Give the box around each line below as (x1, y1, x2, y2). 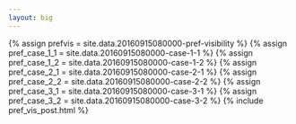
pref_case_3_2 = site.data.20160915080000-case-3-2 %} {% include (8, 95, 264, 106)
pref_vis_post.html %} (8, 104, 89, 115)
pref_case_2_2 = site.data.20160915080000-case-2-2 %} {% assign (8, 75, 261, 86)
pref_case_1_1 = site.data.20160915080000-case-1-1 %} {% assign (8, 47, 253, 58)
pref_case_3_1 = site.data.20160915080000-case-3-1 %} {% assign (8, 85, 257, 96)
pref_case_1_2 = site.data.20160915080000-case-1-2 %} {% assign (8, 57, 257, 67)
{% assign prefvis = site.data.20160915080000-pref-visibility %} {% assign (8, 38, 288, 49)
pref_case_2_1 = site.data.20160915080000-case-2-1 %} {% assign (8, 66, 257, 77)
